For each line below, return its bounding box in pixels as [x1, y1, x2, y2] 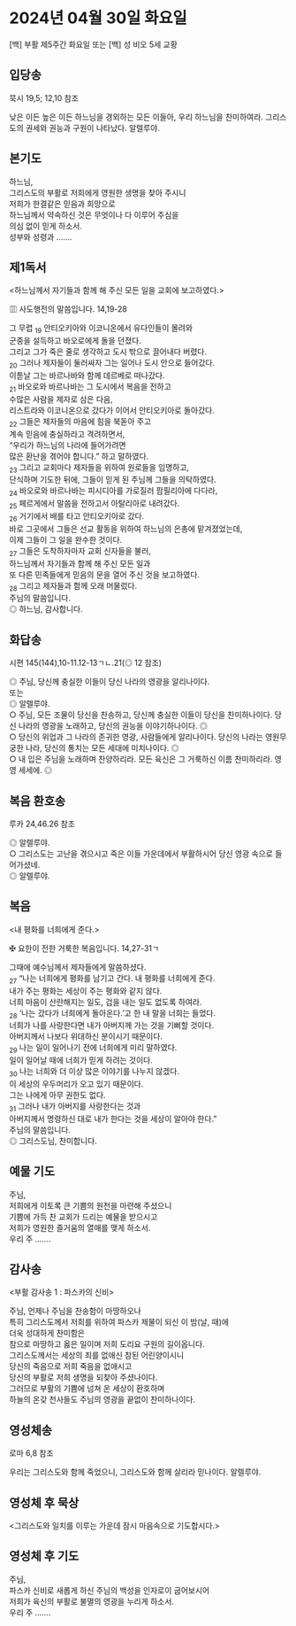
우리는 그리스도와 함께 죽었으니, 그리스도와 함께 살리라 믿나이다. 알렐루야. [9, 1467, 262, 1477]
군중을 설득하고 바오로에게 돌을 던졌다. [9, 336, 141, 346]
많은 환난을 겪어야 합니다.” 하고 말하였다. [9, 451, 149, 461]
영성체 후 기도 [9, 1549, 80, 1564]
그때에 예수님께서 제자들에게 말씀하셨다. [9, 962, 147, 972]
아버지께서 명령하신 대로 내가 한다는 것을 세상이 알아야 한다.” [9, 1113, 217, 1124]
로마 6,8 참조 [9, 1448, 54, 1459]
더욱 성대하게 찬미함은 [9, 1328, 86, 1338]
